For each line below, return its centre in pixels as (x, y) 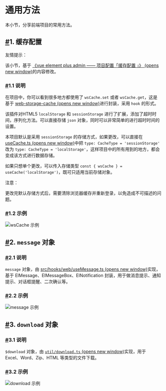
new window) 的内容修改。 (32, 71)
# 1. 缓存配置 (24, 42)
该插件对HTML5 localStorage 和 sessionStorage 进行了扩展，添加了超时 (79, 114)
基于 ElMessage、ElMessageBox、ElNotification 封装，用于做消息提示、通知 (83, 276)
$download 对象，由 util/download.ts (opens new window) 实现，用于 (76, 351)
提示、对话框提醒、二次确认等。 (38, 282)
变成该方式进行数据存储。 (31, 155)
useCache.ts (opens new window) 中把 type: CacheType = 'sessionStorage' (83, 143)
